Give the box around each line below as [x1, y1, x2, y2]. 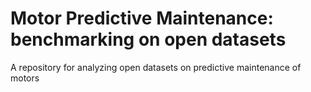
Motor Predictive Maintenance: [10, 7, 274, 30]
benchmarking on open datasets [10, 28, 287, 51]
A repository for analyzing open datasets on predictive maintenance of [10, 61, 302, 73]
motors [10, 72, 40, 84]
